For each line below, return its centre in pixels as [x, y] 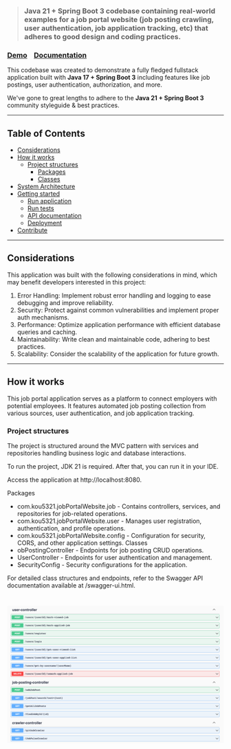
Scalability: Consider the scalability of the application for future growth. [118, 354]
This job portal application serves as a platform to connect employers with [112, 399]
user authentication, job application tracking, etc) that [116, 28]
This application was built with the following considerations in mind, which [112, 275]
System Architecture [46, 187]
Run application [49, 201]
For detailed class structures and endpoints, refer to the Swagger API [105, 578]
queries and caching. [47, 332]
